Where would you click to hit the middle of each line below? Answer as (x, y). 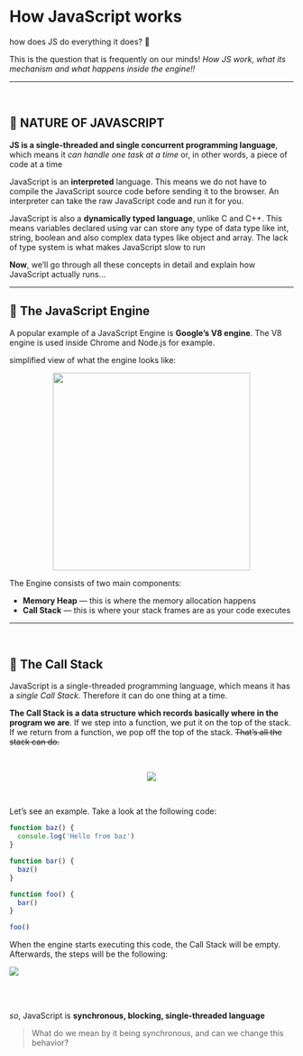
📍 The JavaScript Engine (80, 311)
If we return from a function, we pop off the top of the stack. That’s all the (146, 733)
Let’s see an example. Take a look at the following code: (113, 811)
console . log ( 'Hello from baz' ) (76, 836)
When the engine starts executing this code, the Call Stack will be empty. (145, 945)
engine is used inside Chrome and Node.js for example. (112, 342)
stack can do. (35, 742)
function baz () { (42, 828)
